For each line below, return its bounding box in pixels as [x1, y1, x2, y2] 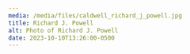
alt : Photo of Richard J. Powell [8, 26, 119, 34]
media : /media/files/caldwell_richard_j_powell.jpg [8, 11, 182, 20]
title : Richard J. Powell [8, 19, 93, 27]
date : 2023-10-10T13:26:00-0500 [8, 33, 115, 42]
